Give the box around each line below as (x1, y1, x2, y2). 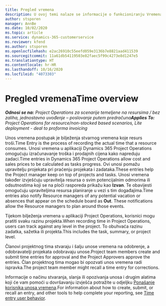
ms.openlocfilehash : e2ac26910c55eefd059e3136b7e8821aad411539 (5, 49, 138, 53)
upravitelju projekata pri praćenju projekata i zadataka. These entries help (5, 166, 154, 172)
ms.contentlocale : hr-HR (5, 62, 56, 67)
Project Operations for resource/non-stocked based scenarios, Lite (5, 120, 142, 126)
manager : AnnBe (5, 21, 37, 26)
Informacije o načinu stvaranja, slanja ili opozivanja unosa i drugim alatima (5, 274, 156, 280)
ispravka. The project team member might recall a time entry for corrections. (5, 264, 160, 270)
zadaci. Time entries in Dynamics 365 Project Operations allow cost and (5, 155, 151, 161)
